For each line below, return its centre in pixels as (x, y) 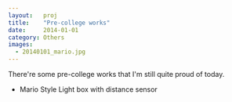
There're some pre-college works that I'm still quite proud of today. (116, 74)
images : (21, 45)
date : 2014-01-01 (43, 30)
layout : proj (33, 15)
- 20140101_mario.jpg (51, 52)
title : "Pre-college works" (59, 23)
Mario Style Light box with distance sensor (89, 89)
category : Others (36, 37)
